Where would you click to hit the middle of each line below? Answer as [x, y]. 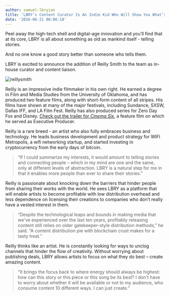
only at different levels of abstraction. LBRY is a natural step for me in [90, 168]
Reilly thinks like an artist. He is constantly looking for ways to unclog [77, 246]
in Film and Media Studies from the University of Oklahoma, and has [76, 95]
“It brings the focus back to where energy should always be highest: [89, 272]
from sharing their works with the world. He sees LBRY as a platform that [81, 189]
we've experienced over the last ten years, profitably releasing [83, 220]
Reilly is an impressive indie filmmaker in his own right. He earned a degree [83, 89]
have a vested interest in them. [37, 205]
